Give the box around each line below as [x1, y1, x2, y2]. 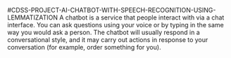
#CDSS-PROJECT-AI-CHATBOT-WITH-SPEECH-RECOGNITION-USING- [7, 6, 216, 14]
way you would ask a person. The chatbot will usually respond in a [7, 28, 201, 36]
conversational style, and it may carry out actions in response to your [7, 36, 208, 44]
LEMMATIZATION [7, 13, 58, 22]
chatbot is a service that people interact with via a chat [65, 13, 225, 22]
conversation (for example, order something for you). [7, 43, 161, 51]
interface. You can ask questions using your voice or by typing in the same [7, 21, 224, 29]
